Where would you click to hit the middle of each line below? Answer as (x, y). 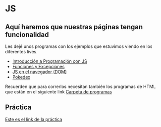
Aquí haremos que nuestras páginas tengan (74, 27)
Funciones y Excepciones (38, 66)
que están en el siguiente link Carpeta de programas (59, 92)
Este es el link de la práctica (34, 119)
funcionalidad (27, 34)
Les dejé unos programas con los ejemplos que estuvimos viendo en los (79, 46)
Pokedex (21, 77)
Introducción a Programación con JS (50, 61)
